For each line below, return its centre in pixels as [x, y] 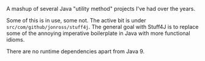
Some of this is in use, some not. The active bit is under [76, 20]
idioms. [16, 40]
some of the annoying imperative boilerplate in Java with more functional [99, 33]
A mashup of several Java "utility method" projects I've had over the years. [101, 9]
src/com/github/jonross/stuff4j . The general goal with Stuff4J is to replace [102, 27]
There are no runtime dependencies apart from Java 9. [76, 51]
